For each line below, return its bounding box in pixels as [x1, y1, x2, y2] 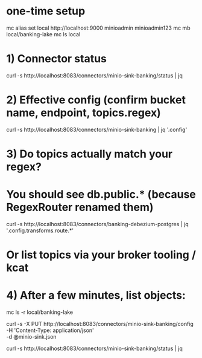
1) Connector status [6, 52, 107, 66]
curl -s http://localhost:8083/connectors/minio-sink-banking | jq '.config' [6, 126, 188, 133]
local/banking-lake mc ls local [6, 30, 81, 37]
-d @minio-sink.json [6, 333, 57, 340]
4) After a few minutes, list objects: [6, 288, 186, 302]
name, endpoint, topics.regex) [6, 106, 161, 120]
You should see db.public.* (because [6, 187, 196, 201]
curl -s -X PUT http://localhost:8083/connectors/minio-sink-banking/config [6, 321, 194, 328]
